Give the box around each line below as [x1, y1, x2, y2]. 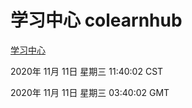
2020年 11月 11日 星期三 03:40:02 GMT [10, 86, 170, 98]
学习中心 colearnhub [10, 9, 183, 32]
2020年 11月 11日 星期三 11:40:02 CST [10, 65, 164, 77]
